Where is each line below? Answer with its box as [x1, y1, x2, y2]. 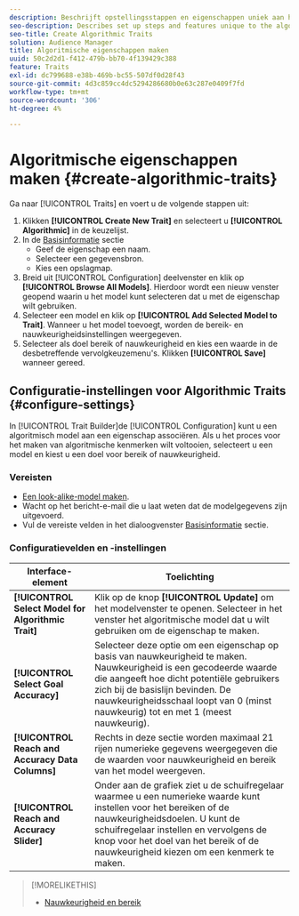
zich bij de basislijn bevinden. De [94, 683, 231, 695]
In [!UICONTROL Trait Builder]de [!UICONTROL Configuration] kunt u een [9, 421, 278, 431]
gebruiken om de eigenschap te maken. [94, 624, 260, 637]
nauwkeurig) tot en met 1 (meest [94, 705, 232, 718]
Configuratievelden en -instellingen [9, 542, 167, 554]
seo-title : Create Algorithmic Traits [9, 29, 153, 38]
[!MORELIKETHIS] [30, 880, 97, 890]
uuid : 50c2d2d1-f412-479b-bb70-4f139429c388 [9, 54, 177, 63]
